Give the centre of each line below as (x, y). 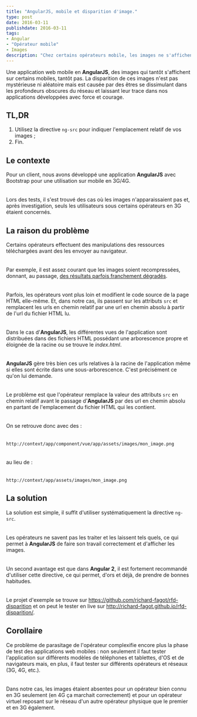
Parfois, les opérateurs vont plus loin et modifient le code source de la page (98, 295)
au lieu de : (19, 463)
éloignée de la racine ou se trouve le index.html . (64, 345)
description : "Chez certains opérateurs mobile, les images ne (85, 55)
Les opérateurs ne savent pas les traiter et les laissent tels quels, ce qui (92, 537)
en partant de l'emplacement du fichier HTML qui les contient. (81, 407)
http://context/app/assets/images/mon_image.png (67, 480)
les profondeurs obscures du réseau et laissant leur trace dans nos (87, 91)
